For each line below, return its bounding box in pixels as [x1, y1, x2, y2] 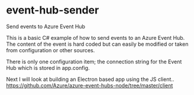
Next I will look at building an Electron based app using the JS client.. [6, 76, 174, 83]
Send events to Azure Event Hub [6, 23, 86, 30]
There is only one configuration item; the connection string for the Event [6, 58, 182, 65]
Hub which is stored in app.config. [6, 64, 90, 71]
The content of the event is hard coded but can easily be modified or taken [6, 40, 189, 48]
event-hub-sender [6, 4, 99, 17]
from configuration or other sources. [6, 46, 95, 53]
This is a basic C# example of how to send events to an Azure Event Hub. [6, 34, 185, 41]
